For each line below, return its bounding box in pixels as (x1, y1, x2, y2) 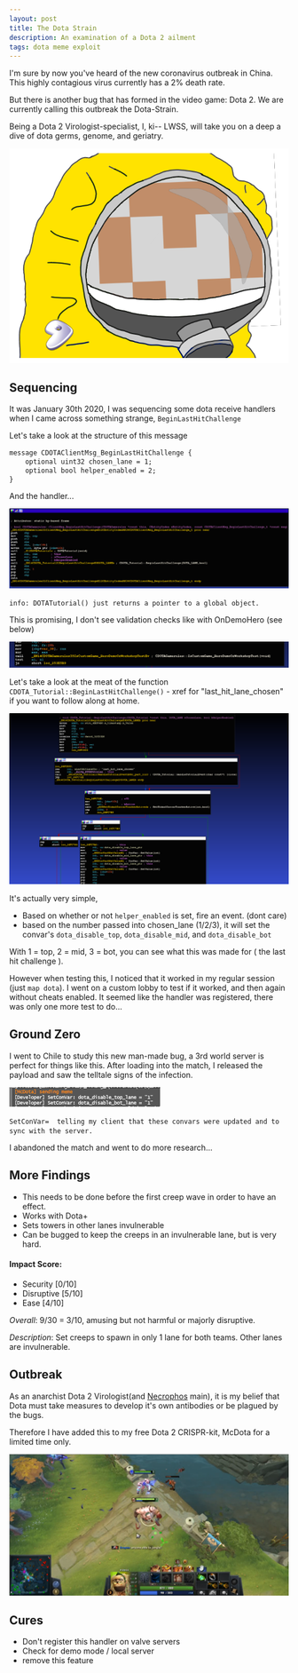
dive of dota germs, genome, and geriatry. (9, 131, 164, 141)
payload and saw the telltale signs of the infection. (9, 1069, 193, 1080)
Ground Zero (9, 1027, 82, 1043)
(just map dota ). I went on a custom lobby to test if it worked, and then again (9, 982, 286, 994)
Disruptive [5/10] (21, 1288, 83, 1298)
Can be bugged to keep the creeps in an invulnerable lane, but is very (21, 1229, 277, 1240)
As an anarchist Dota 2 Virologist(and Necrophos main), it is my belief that (9, 1391, 280, 1401)
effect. (21, 1201, 47, 1211)
